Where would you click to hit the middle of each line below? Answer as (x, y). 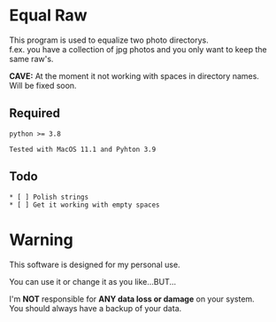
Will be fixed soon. (43, 85)
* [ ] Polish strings (49, 197)
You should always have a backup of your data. (96, 308)
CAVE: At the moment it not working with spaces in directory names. (134, 75)
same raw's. (31, 59)
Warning (41, 240)
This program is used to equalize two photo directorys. (109, 40)
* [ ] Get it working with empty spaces (85, 205)
